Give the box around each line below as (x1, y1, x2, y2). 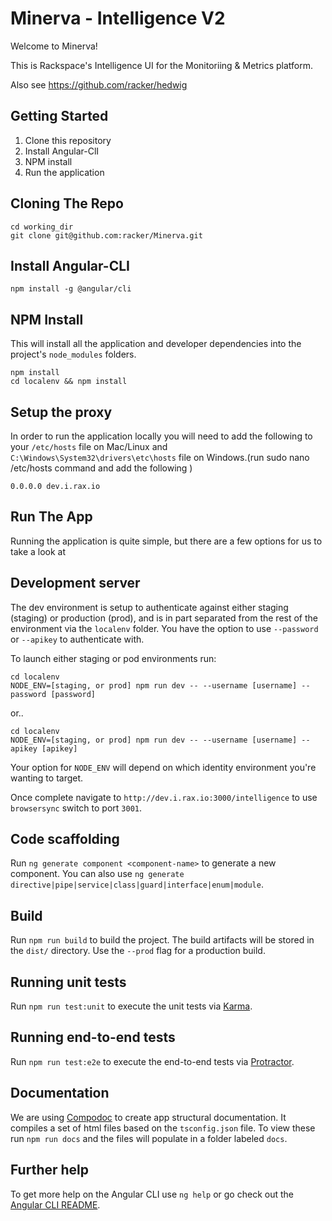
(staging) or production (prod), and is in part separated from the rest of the (10, 612, 318, 624)
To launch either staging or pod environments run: (10, 652, 217, 664)
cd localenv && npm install (10, 377, 128, 387)
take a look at (10, 545, 67, 557)
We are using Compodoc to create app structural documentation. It (10, 1111, 287, 1123)
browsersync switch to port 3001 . (10, 802, 143, 814)
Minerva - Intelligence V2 (10, 7, 226, 30)
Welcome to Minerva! (10, 40, 98, 52)
